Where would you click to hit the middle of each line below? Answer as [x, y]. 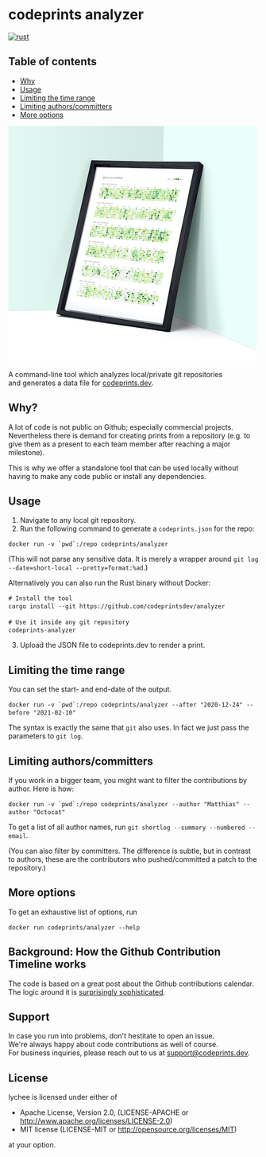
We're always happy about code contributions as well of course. [113, 1045]
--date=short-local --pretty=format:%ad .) [78, 567]
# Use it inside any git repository [69, 622]
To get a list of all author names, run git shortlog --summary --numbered [127, 827]
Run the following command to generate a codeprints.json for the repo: [137, 529]
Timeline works [47, 964]
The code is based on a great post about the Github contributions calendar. [131, 984]
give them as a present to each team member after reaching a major [120, 444]
